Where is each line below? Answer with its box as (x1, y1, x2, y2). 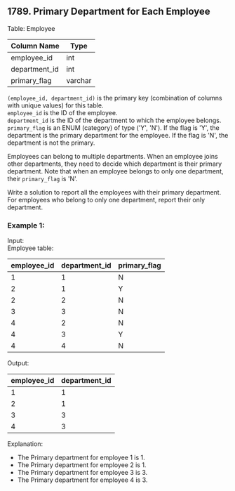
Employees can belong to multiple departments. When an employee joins (7, 152, 219, 160)
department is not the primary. (7, 138, 95, 147)
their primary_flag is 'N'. (7, 174, 79, 183)
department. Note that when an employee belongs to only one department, (7, 166, 224, 175)
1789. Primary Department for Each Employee (7, 6, 210, 18)
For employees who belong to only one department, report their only (7, 195, 206, 204)
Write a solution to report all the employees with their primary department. (7, 188, 222, 196)
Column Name (11, 41, 60, 51)
